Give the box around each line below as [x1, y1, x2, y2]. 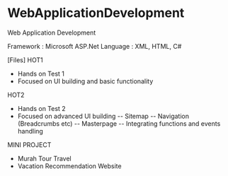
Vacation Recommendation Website [17, 161, 122, 170]
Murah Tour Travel [17, 154, 72, 163]
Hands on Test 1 [17, 69, 65, 78]
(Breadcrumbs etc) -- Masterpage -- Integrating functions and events [17, 119, 221, 128]
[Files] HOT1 [7, 55, 44, 64]
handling [17, 127, 44, 135]
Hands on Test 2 [17, 104, 66, 112]
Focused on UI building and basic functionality [17, 76, 154, 86]
